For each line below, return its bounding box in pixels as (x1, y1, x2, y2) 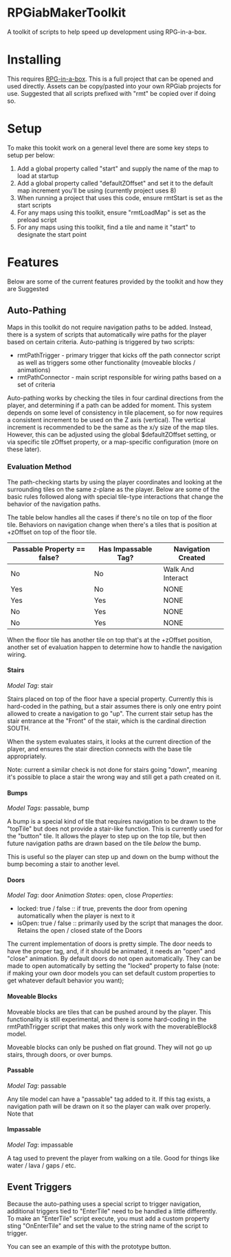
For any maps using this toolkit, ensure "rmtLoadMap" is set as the (16, 208, 206, 217)
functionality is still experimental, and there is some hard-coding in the (7, 1015, 207, 1023)
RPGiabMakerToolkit (7, 5, 126, 21)
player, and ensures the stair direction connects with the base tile (7, 745, 192, 753)
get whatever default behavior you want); (7, 976, 124, 984)
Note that (7, 1109, 34, 1118)
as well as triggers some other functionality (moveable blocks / (16, 358, 196, 366)
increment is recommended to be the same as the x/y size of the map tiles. (7, 423, 219, 431)
